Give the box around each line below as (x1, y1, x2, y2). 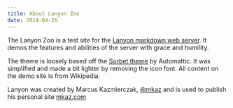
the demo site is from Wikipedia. (7, 71, 100, 80)
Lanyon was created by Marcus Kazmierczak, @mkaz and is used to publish (7, 85, 227, 93)
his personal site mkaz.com (7, 92, 86, 101)
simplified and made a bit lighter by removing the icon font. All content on (7, 64, 219, 72)
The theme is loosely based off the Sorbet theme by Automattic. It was (7, 56, 211, 65)
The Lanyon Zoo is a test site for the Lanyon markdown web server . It (7, 36, 207, 44)
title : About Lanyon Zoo (7, 10, 80, 17)
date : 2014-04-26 (7, 17, 58, 24)
